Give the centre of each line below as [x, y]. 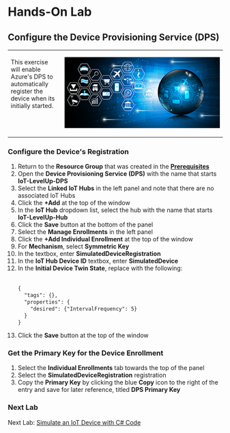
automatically [29, 83]
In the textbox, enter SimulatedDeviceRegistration [89, 254]
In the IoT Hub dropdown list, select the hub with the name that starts [115, 210]
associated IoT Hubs [46, 196]
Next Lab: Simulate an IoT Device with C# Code [74, 422]
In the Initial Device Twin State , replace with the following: [100, 268]
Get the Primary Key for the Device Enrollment [86, 353]
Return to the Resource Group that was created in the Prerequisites [114, 167]
